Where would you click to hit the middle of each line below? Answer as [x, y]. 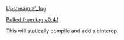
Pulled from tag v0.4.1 [32, 19]
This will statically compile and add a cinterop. [62, 31]
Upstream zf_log [26, 8]
